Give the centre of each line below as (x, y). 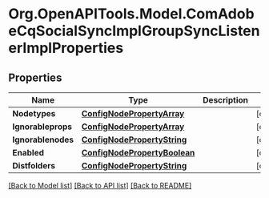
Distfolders (34, 166)
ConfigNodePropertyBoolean (138, 153)
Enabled (28, 153)
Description (225, 100)
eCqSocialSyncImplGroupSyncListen (134, 31)
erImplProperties (66, 48)
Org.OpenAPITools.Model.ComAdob (131, 14)
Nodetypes (34, 113)
